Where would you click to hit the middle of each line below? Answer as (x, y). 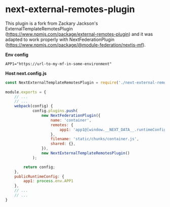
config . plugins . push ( (55, 111)
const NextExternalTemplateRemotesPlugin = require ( (62, 82)
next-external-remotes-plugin (70, 9)
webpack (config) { (34, 106)
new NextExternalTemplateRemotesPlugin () (86, 153)
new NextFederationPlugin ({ (71, 116)
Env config (17, 55)
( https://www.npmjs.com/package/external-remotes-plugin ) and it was (79, 34)
